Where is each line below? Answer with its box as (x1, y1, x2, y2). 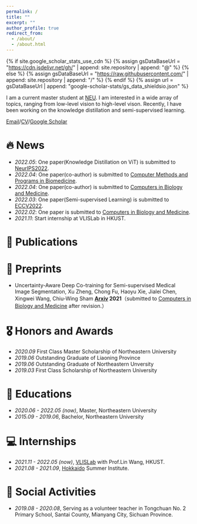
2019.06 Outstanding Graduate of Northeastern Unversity (14, 360, 154, 367)
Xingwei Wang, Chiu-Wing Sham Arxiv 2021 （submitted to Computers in (14, 295, 191, 302)
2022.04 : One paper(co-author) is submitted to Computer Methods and (14, 171, 188, 178)
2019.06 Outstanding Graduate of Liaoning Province (14, 354, 141, 361)
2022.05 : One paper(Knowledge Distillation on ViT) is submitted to (14, 158, 176, 165)
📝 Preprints (6, 263, 62, 276)
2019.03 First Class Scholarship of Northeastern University (14, 366, 158, 374)
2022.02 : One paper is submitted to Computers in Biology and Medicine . (14, 208, 191, 215)
